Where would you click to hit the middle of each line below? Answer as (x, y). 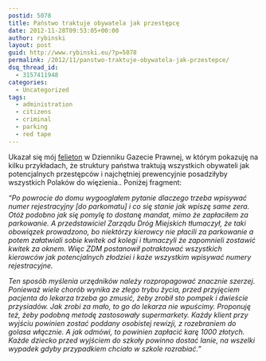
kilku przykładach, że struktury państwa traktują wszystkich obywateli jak (129, 165)
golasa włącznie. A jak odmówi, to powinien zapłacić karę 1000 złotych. (127, 332)
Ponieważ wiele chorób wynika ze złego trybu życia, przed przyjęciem (124, 289)
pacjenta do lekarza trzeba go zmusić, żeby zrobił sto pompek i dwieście (128, 298)
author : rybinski (37, 38)
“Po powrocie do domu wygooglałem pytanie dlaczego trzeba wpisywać (128, 198)
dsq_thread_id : (33, 68)
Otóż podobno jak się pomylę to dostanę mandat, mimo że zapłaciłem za (128, 214)
